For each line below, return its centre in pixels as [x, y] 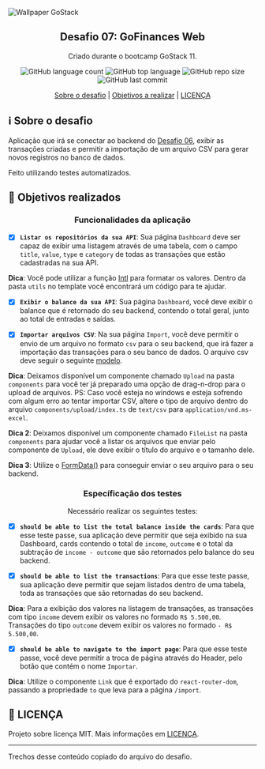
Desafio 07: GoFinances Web [132, 37]
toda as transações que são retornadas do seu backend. [111, 593]
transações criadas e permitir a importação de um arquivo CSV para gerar [129, 149]
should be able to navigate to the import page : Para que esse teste [133, 649]
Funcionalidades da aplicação [132, 220]
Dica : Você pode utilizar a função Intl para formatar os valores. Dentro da [127, 278]
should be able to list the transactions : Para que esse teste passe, [134, 575]
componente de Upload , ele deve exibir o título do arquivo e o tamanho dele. [131, 450]
